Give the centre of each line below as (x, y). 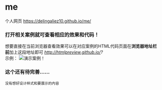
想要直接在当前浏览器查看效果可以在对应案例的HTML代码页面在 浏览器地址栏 (81, 46)
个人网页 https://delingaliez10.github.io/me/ (48, 21)
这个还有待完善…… (27, 72)
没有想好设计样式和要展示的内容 (32, 83)
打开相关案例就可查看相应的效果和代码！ (52, 34)
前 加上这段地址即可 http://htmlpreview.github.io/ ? (54, 52)
